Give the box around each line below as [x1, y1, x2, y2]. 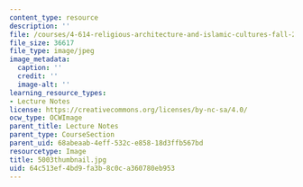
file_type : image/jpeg [9, 47, 95, 56]
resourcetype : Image [9, 147, 87, 156]
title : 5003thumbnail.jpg [9, 155, 106, 165]
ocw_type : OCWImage [9, 113, 83, 122]
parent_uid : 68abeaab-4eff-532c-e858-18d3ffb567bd [9, 138, 204, 147]
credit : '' [17, 72, 59, 81]
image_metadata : [9, 55, 70, 64]
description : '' [9, 22, 70, 31]
